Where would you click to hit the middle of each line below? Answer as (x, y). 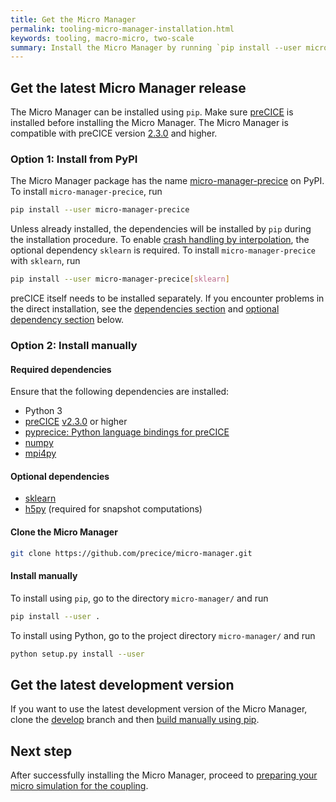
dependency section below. (67, 320)
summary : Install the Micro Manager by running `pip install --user (156, 47)
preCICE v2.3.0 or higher (76, 422)
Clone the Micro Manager (64, 532)
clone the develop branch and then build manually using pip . (135, 720)
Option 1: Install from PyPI (74, 159)
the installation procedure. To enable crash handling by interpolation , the (160, 240)
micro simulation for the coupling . (79, 786)
